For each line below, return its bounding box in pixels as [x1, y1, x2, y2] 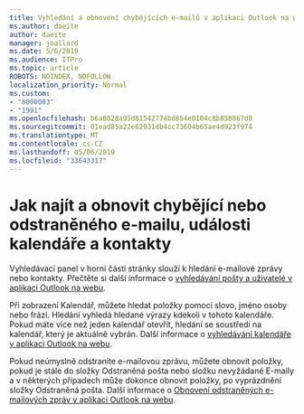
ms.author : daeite [9, 22, 79, 31]
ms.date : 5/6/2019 [9, 47, 79, 56]
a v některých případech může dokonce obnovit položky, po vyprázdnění [9, 375, 282, 386]
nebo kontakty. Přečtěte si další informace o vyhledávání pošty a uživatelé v [9, 273, 293, 284]
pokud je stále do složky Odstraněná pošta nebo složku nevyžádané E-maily [9, 365, 295, 376]
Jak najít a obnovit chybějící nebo [9, 195, 267, 215]
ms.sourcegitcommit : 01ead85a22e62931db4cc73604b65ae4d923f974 [9, 123, 253, 132]
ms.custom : [9, 89, 51, 98]
